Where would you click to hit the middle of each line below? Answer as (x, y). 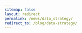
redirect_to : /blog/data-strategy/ (41, 23)
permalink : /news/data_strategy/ (39, 18)
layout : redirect (22, 14)
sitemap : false (20, 9)
